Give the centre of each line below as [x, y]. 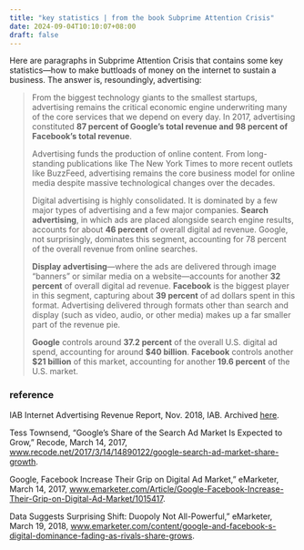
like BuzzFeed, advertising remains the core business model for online [163, 173]
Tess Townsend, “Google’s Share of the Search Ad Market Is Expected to [146, 433]
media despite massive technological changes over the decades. [153, 183]
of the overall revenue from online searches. [115, 249]
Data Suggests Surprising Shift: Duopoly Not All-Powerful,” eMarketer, [141, 516]
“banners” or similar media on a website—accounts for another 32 [156, 276]
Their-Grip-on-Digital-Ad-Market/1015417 [86, 498]
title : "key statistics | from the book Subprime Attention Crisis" [142, 18]
